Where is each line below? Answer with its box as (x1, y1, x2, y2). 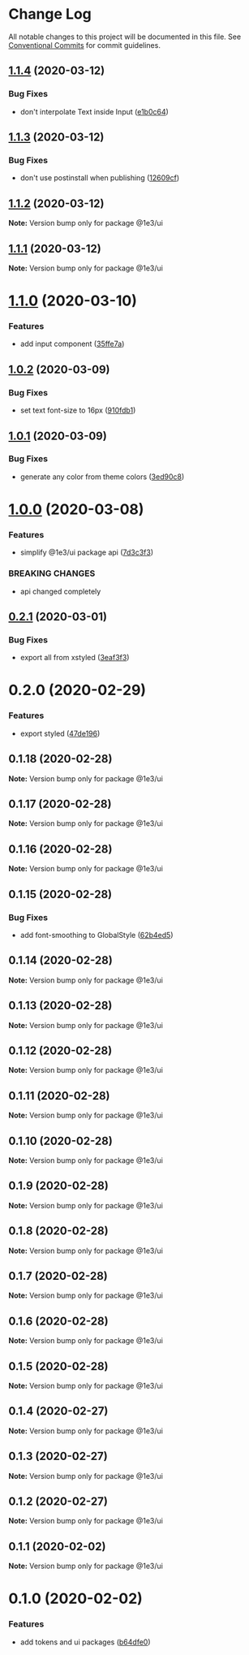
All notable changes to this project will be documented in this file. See (8, 32, 242, 41)
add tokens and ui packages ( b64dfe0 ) (19, 1637, 152, 1647)
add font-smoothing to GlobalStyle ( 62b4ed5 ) (19, 930, 174, 940)
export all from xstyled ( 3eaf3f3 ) (19, 653, 130, 663)
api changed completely (19, 586, 101, 596)
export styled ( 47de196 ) (19, 728, 101, 738)
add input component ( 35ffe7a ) (19, 339, 125, 349)
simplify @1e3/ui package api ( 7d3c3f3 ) (19, 547, 154, 557)
